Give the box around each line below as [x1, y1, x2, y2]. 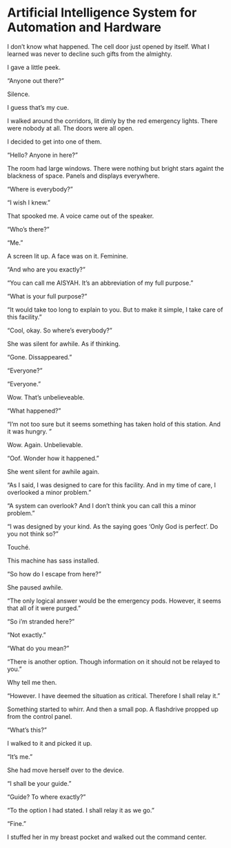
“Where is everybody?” [7, 185, 74, 193]
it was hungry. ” [7, 427, 52, 435]
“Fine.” [7, 819, 26, 827]
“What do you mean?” [7, 644, 70, 652]
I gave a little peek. [7, 63, 61, 71]
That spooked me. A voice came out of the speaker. [7, 211, 154, 220]
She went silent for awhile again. [7, 467, 100, 475]
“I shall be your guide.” [7, 779, 72, 787]
